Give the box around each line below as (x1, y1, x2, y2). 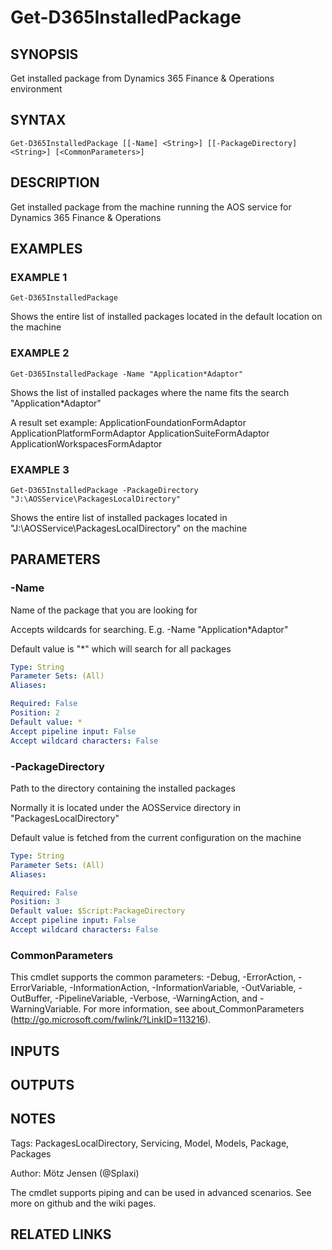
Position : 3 (10, 897, 60, 907)
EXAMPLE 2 (10, 346, 70, 360)
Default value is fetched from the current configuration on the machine (10, 831, 302, 843)
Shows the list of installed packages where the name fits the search (10, 386, 290, 398)
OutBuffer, (10, 992, 53, 1005)
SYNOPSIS (10, 46, 79, 63)
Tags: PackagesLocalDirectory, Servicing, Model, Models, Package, (10, 1137, 290, 1149)
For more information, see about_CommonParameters (83, 1003, 305, 1015)
